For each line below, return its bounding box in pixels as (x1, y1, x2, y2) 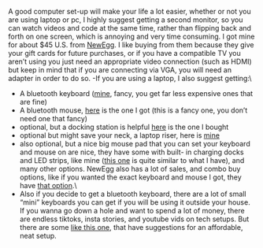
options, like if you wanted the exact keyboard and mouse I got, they (19, 172, 242, 182)
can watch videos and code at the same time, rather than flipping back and (8, 24, 252, 32)
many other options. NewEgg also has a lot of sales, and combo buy (19, 165, 241, 173)
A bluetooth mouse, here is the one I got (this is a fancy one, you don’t (19, 105, 248, 115)
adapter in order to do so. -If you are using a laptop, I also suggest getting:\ (8, 74, 252, 83)
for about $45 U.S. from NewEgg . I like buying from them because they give (8, 40, 254, 50)
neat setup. (19, 231, 57, 240)
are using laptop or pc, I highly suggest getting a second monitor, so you (8, 15, 243, 24)
